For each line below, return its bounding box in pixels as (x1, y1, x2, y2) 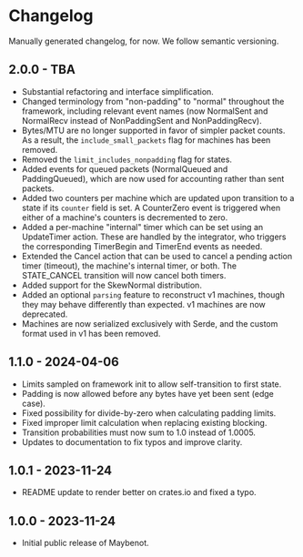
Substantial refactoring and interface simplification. (21, 86, 215, 96)
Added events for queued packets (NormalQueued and (21, 163, 228, 174)
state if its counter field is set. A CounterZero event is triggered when (21, 202, 281, 213)
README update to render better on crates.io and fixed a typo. (21, 487, 257, 498)
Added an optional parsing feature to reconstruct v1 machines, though (21, 289, 286, 300)
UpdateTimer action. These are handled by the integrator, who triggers (21, 231, 287, 242)
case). (21, 398, 46, 409)
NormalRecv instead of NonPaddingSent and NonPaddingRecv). (21, 115, 263, 126)
